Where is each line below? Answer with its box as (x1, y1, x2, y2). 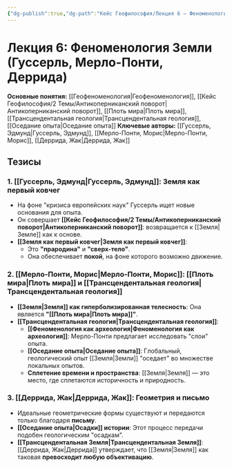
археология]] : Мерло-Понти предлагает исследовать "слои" (27, 332, 209, 340)
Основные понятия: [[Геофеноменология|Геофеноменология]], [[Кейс (7, 92, 216, 100)
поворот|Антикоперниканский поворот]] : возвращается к (17, 223, 193, 231)
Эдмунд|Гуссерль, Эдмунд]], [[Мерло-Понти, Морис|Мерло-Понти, (7, 128, 208, 137)
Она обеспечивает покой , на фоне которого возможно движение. (27, 253, 223, 261)
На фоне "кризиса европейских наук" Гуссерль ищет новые (17, 201, 195, 209)
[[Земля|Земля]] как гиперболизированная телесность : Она (17, 302, 202, 311)
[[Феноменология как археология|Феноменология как (27, 324, 195, 333)
